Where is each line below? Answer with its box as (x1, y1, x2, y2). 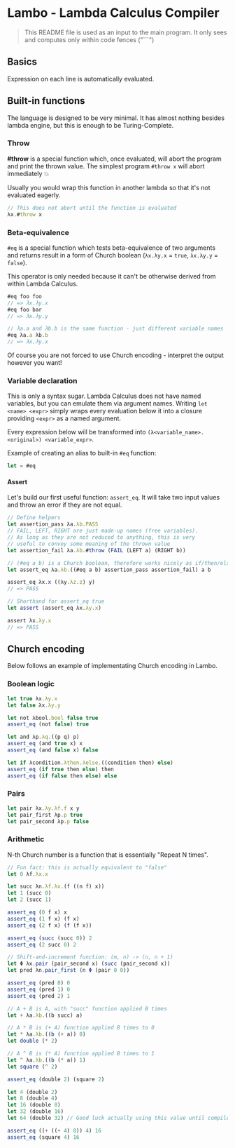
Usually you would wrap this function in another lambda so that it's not (7, 183, 211, 192)
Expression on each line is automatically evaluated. (7, 74, 155, 83)
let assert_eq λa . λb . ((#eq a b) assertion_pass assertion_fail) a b (7, 566, 211, 573)
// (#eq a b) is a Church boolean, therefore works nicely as (7, 559, 192, 566)
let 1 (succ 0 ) (7, 890, 52, 897)
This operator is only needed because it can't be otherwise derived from (7, 272, 216, 280)
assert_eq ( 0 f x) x (7, 909, 68, 916)
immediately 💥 (7, 169, 50, 178)
